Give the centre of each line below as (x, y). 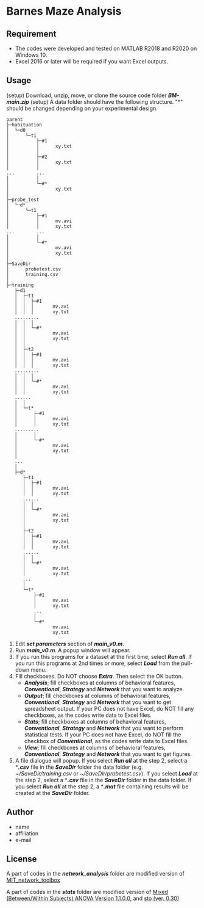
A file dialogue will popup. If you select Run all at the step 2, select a (101, 760)
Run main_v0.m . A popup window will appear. (73, 650)
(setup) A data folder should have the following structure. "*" (107, 101)
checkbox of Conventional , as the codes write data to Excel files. (106, 741)
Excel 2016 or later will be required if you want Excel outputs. (92, 61)
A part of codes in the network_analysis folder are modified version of (95, 874)
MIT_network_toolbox (33, 880)
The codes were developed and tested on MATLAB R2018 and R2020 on (106, 48)
